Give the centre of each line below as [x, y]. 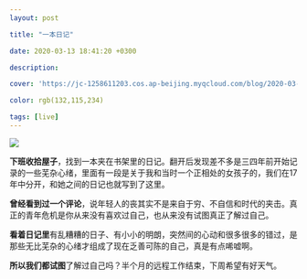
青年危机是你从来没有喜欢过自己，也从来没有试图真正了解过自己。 [149, 215]
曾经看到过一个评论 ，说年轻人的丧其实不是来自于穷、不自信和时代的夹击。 [149, 203]
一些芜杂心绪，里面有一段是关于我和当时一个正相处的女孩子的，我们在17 [161, 172]
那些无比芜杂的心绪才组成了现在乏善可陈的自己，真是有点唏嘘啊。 [133, 246]
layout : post [34, 18]
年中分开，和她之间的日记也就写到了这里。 [90, 184]
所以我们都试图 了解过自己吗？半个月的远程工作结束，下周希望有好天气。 [145, 265]
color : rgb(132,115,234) [57, 101]
